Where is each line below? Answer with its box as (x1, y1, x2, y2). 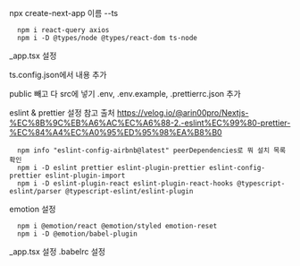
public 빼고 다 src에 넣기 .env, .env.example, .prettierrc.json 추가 (9, 89, 241, 99)
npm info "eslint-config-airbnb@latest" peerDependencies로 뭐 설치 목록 (17, 146, 287, 155)
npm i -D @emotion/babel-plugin (17, 229, 138, 238)
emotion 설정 (9, 204, 56, 214)
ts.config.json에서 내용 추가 (9, 70, 107, 80)
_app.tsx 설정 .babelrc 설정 (9, 246, 105, 257)
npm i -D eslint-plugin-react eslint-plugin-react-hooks (17, 179, 234, 188)
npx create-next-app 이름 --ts (9, 8, 119, 18)
